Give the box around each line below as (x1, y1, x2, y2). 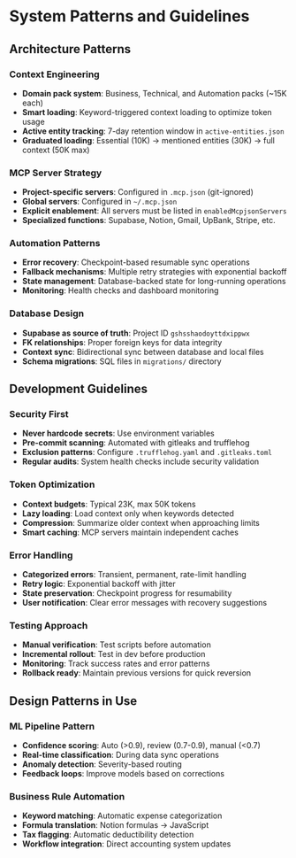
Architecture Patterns (9, 42, 132, 57)
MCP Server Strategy (9, 166, 102, 179)
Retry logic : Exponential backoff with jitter (21, 578, 177, 590)
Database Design (9, 307, 85, 320)
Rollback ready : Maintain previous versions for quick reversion (21, 668, 252, 678)
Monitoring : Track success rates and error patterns (21, 658, 210, 669)
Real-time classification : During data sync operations (21, 750, 219, 761)
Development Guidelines (9, 382, 148, 397)
